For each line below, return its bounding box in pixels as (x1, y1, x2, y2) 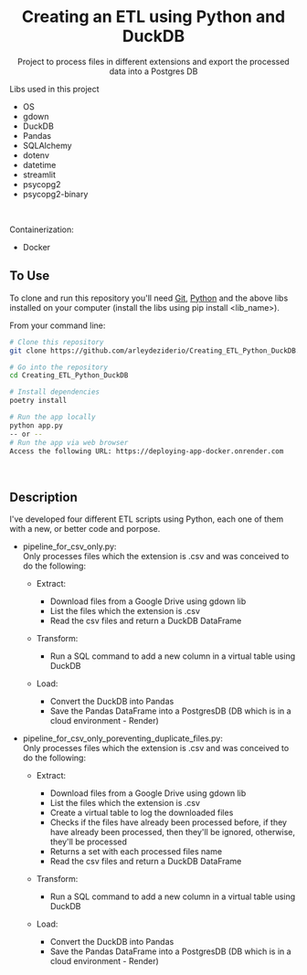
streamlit (22, 169, 57, 180)
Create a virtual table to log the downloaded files (49, 807, 234, 819)
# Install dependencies (9, 387, 101, 397)
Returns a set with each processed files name (49, 846, 222, 857)
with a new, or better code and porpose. (9, 524, 161, 535)
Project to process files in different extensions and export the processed (17, 56, 290, 67)
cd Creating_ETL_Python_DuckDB (9, 371, 129, 380)
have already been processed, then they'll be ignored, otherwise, (49, 827, 295, 838)
